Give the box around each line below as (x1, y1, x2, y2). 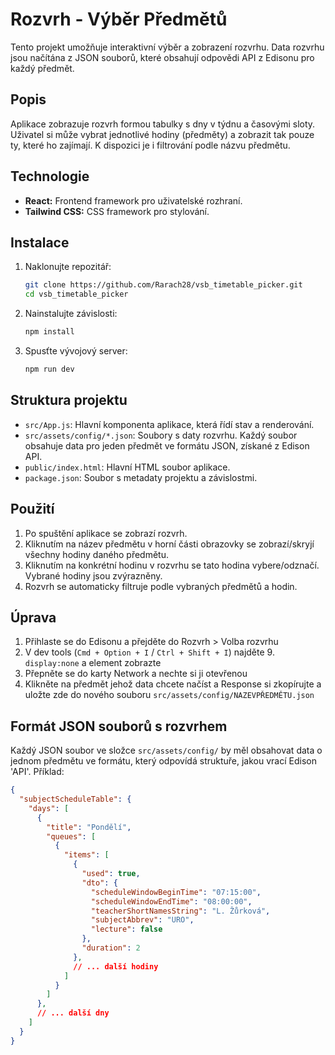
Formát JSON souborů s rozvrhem (10, 718, 228, 735)
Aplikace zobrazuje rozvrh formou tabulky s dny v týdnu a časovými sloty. (10, 118, 316, 130)
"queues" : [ (46, 831, 97, 842)
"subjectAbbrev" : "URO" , (90, 915, 195, 925)
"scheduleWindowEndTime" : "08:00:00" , (90, 896, 253, 907)
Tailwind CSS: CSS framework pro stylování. (24, 205, 210, 217)
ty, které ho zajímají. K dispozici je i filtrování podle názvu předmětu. (10, 139, 291, 151)
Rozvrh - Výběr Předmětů (10, 8, 228, 31)
